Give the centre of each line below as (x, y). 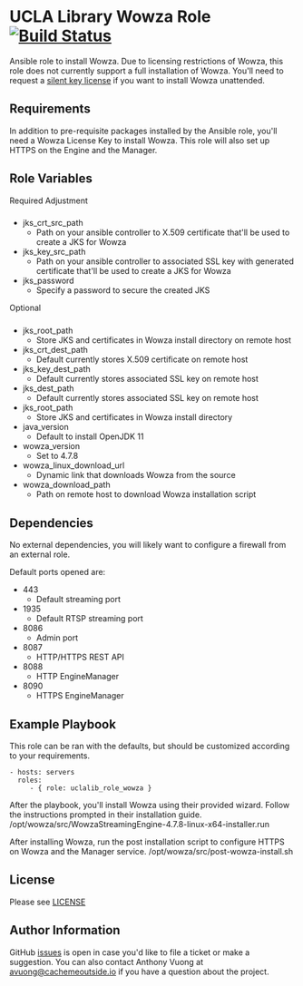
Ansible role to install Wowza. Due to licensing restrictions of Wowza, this (147, 61)
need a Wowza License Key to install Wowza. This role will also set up (140, 140)
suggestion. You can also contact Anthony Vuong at (107, 962)
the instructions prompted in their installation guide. (106, 815)
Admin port (57, 638)
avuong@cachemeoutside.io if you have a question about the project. (139, 971)
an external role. (40, 554)
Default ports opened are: (58, 572)
